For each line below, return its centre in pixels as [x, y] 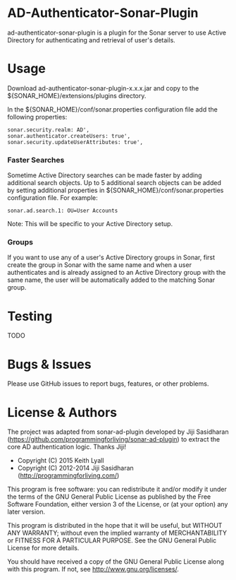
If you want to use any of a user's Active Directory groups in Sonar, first [111, 258]
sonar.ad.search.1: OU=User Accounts [63, 211]
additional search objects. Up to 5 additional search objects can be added [114, 183]
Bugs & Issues [49, 364]
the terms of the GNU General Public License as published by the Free [109, 497]
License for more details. [43, 548]
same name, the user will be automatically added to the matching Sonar [111, 280]
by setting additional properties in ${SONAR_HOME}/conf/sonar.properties [116, 190]
